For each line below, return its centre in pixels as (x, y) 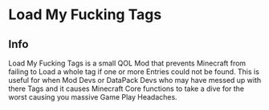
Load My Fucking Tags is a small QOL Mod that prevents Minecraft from (127, 63)
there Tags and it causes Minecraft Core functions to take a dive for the (126, 88)
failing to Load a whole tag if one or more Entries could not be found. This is (134, 72)
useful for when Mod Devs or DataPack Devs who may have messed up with (135, 80)
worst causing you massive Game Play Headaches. (93, 97)
